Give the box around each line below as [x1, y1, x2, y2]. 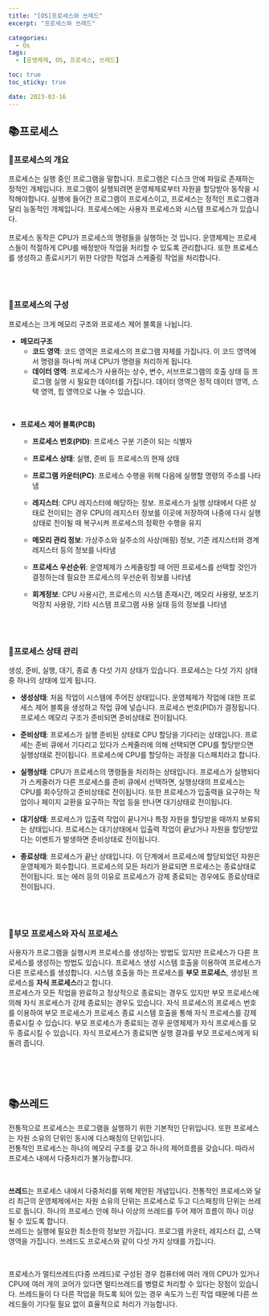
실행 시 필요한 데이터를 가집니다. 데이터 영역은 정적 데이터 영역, [53, 376, 251, 386]
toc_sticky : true [8, 78, 67, 86]
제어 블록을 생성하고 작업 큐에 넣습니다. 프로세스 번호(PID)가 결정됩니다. [35, 702, 259, 712]
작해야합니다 [8, 194, 48, 204]
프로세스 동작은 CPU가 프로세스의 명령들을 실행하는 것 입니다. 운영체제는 [8, 233, 235, 242]
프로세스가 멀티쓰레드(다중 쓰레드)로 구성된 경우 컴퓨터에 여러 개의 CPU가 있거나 [8, 1269, 260, 1279]
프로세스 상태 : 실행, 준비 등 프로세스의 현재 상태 [31, 453, 180, 463]
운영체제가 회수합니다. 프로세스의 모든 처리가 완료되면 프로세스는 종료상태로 [19, 861, 257, 871]
